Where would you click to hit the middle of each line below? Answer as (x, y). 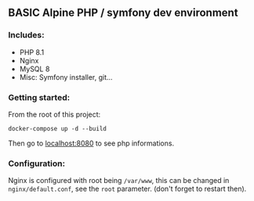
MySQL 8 (34, 69)
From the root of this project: (54, 114)
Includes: (26, 35)
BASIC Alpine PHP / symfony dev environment (123, 13)
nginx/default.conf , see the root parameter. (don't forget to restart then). (127, 189)
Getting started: (39, 97)
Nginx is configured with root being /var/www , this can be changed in (119, 181)
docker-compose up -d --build (58, 128)
